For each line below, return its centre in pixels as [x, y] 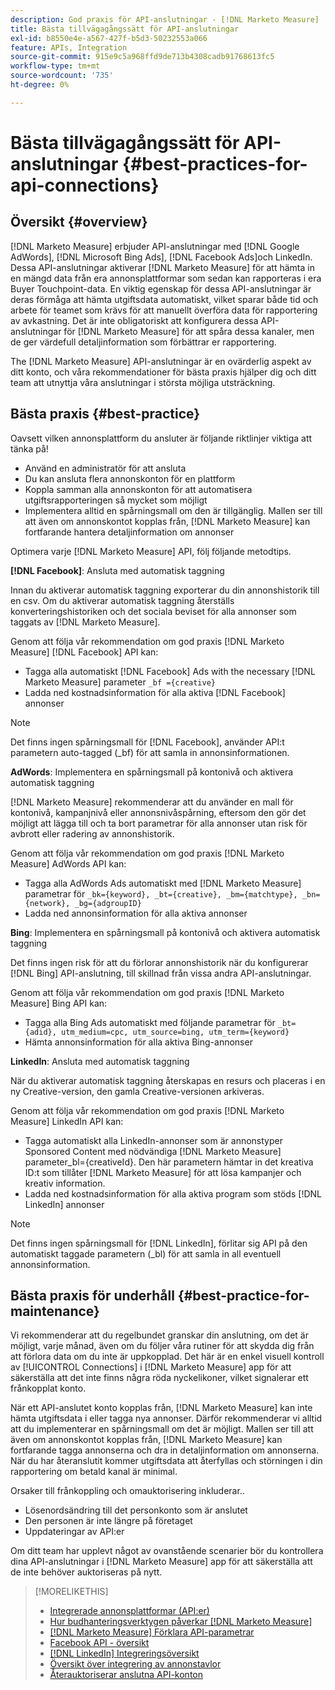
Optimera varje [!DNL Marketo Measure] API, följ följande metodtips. [151, 551]
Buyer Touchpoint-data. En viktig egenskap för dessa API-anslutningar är [161, 288]
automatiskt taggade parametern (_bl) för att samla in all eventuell [146, 1253]
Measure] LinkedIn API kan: [67, 1121]
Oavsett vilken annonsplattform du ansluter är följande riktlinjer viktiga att [161, 438]
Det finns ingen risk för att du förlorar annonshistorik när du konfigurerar [159, 962]
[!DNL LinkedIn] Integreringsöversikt [124, 1653]
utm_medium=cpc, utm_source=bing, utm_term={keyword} [175, 1032]
